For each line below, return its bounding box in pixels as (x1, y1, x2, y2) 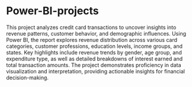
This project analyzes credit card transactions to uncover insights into (6, 24, 177, 31)
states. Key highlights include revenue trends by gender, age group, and (6, 49, 182, 56)
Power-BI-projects (6, 4, 99, 18)
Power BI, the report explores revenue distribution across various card (6, 36, 178, 43)
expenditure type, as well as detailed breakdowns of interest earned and (6, 55, 183, 62)
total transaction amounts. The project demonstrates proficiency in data (6, 61, 182, 69)
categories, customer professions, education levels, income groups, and (6, 43, 183, 50)
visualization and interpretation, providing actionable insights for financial (6, 67, 185, 75)
